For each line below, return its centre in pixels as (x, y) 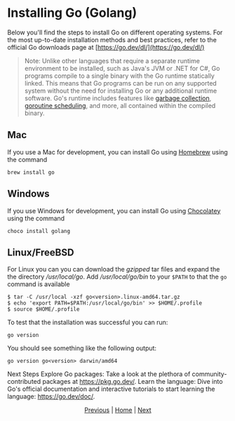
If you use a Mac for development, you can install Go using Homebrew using (117, 152)
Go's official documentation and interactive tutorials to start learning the (111, 389)
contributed (24, 382)
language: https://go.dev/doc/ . (51, 396)
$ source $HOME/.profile (43, 309)
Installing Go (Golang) (72, 13)
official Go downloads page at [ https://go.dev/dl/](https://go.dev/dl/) (106, 47)
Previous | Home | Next (118, 410)
